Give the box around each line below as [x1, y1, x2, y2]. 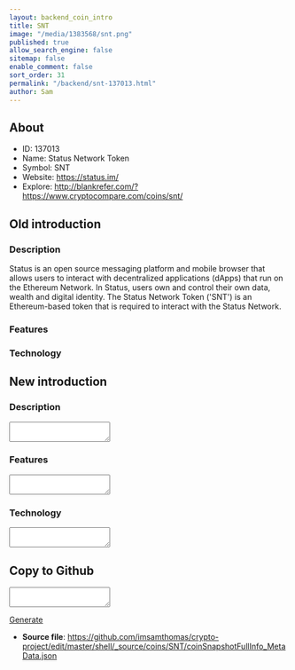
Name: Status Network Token [21, 153, 130, 164]
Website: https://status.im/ [21, 172, 120, 183]
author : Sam [9, 87, 53, 96]
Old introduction [9, 217, 102, 232]
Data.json [21, 650, 58, 661]
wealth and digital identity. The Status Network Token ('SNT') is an [9, 292, 252, 302]
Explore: [21, 181, 53, 192]
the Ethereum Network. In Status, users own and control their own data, [9, 282, 271, 293]
